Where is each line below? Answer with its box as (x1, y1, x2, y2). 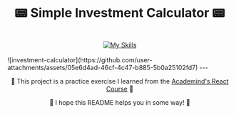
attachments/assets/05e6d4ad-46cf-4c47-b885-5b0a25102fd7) (7, 63, 198, 72)
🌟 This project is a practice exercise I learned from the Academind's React (10, 76, 230, 85)
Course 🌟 (106, 84, 134, 93)
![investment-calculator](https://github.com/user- (7, 55, 153, 64)
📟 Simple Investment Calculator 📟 (14, 5, 225, 21)
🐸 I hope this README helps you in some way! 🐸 (49, 98, 190, 106)
